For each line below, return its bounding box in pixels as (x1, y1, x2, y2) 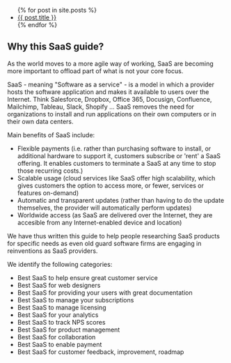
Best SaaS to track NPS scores (17, 318, 106, 326)
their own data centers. (7, 117, 74, 125)
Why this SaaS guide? (7, 41, 104, 53)
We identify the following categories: (7, 260, 113, 268)
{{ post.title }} (17, 13, 57, 22)
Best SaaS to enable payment (17, 340, 102, 348)
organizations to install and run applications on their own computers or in (7, 109, 217, 118)
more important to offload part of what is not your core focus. (7, 66, 184, 75)
